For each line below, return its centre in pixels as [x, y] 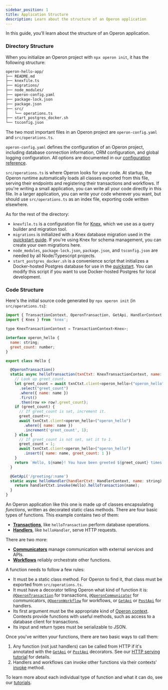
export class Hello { [28, 361]
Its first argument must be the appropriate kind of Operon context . [81, 611]
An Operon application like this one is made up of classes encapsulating [80, 504]
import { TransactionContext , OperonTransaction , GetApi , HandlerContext [84, 315]
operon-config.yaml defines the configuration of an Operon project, [75, 147]
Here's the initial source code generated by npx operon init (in [71, 301]
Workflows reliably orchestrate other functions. [62, 560]
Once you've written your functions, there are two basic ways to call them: [82, 637]
